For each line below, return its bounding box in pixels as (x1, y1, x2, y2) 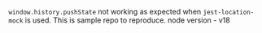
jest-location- (203, 8, 255, 16)
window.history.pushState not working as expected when (8, 7, 202, 16)
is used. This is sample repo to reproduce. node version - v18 (24, 15, 230, 25)
